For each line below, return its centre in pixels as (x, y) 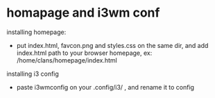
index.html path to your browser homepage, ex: (84, 53)
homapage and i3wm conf (83, 13)
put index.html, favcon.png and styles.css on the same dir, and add (112, 45)
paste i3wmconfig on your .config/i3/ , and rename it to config (105, 87)
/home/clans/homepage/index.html (67, 60)
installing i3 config (33, 74)
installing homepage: (36, 32)
